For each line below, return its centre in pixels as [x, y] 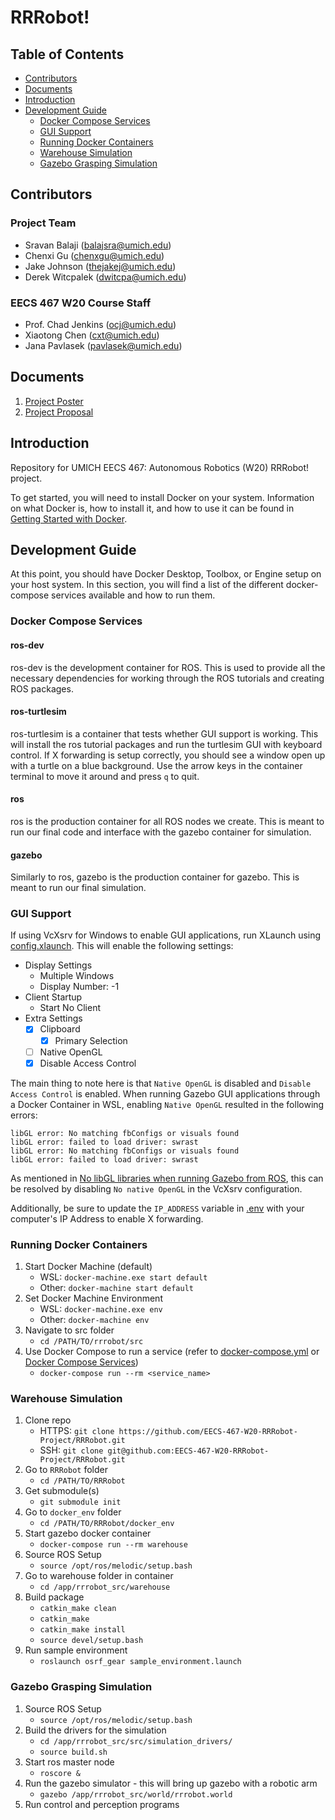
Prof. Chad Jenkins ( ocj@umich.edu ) [100, 324]
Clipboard [60, 1029]
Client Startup [53, 997]
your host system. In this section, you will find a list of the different [147, 585]
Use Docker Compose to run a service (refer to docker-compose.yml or [172, 1351]
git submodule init [80, 1502]
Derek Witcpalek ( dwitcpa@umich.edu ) [105, 277]
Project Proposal [59, 412]
